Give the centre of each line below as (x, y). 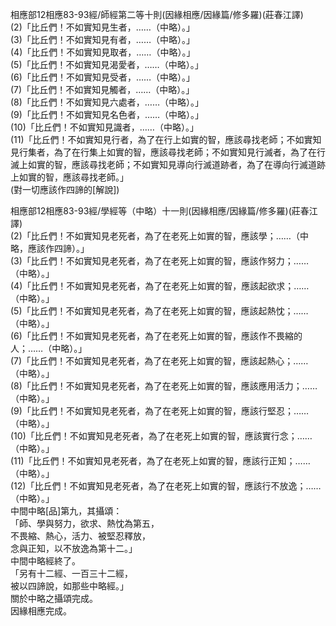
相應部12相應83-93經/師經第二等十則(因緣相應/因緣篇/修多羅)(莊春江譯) (157, 14)
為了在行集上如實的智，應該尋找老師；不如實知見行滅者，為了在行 (189, 152)
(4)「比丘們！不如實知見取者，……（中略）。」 (103, 52)
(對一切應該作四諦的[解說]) (65, 189)
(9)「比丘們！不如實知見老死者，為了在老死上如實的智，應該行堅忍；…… (160, 411)
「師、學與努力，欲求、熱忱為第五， (85, 523)
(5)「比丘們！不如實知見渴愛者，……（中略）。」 (107, 64)
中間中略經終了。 (45, 561)
